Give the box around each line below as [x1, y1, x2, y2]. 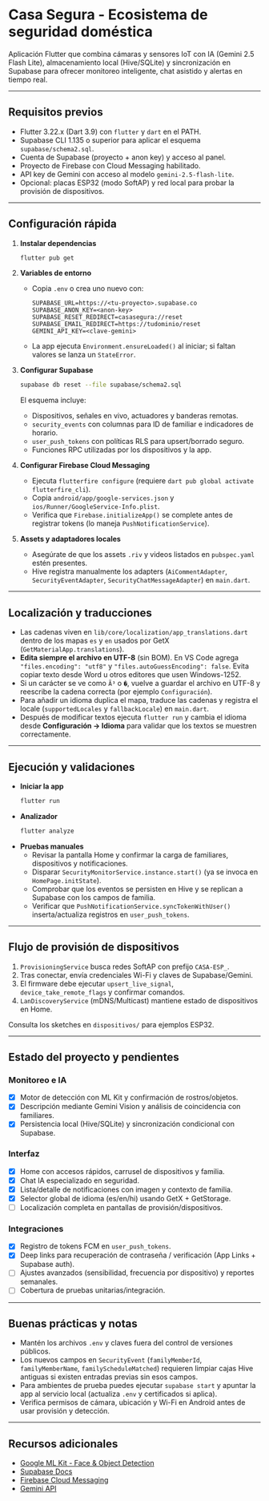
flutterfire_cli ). [31, 485, 91, 494]
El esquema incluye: [19, 395, 86, 406]
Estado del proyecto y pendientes [8, 1050, 179, 1063]
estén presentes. [31, 559, 88, 568]
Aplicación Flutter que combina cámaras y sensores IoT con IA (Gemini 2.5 [8, 49, 255, 59]
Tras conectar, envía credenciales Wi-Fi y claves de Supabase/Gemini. [19, 970, 254, 979]
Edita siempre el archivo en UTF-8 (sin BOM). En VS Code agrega [19, 653, 239, 663]
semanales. [19, 1277, 58, 1287]
